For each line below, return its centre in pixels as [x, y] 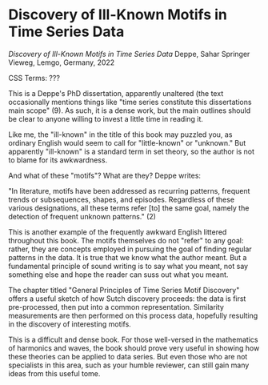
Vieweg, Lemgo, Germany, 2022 [62, 62]
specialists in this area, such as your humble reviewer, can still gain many [129, 365]
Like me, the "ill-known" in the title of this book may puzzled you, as [120, 134]
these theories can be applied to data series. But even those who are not [128, 356]
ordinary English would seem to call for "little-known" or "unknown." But [127, 142]
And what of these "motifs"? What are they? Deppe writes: [105, 175]
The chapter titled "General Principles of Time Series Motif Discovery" [124, 290]
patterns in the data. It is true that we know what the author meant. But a [128, 257]
